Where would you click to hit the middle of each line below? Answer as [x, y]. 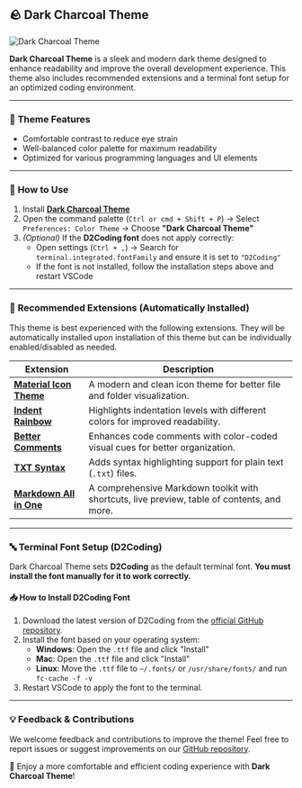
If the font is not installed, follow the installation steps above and [155, 267]
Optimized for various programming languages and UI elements [140, 158]
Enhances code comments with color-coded [183, 436]
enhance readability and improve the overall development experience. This [147, 68]
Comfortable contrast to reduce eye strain [100, 139]
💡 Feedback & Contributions [72, 720]
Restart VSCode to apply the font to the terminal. [112, 688]
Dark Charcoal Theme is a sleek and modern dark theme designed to [138, 59]
